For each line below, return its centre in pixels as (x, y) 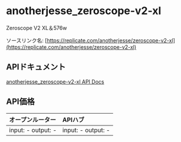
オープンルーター (33, 120)
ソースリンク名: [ (27, 40)
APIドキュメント (36, 67)
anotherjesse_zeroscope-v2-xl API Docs (55, 81)
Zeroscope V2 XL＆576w (37, 28)
